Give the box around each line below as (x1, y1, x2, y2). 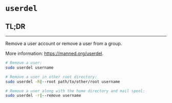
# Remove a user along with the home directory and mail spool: (5, 88, 145, 93)
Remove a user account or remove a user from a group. (5, 40, 122, 47)
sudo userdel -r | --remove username (5, 93, 81, 98)
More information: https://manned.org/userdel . (5, 50, 104, 56)
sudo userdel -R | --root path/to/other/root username (5, 79, 120, 84)
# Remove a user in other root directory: (5, 74, 97, 79)
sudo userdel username (5, 65, 54, 70)
